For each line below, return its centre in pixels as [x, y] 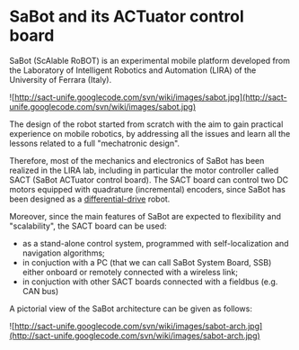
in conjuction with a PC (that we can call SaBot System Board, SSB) [147, 262]
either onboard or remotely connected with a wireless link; [130, 272]
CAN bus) [40, 291]
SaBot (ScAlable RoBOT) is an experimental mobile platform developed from [149, 60]
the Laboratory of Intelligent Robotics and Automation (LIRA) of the [133, 70]
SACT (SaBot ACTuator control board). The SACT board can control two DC [149, 179]
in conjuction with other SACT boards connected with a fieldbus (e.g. [150, 282]
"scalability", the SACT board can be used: [88, 226]
